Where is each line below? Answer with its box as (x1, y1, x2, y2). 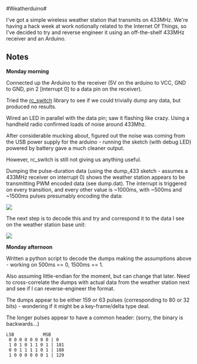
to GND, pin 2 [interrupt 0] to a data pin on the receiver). (6, 85, 142, 92)
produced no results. (6, 103, 57, 110)
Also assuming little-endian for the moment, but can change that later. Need (6, 272, 190, 279)
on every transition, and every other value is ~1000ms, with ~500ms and (6, 186, 182, 193)
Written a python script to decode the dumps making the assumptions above (6, 255, 192, 262)
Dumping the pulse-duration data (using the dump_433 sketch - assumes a (6, 167, 188, 174)
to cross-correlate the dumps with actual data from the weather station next (6, 279, 190, 286)
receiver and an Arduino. (6, 35, 66, 42)
